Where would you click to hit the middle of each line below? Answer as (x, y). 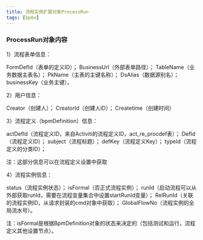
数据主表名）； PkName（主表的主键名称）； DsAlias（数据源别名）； (95, 75)
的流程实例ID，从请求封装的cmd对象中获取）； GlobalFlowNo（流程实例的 (98, 202)
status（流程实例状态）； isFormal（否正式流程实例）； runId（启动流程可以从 (101, 187)
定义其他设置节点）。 (32, 230)
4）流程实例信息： (29, 175)
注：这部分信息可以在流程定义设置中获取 (57, 162)
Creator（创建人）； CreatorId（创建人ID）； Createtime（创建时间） (90, 108)
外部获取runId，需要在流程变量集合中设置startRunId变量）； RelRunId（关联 (100, 195)
